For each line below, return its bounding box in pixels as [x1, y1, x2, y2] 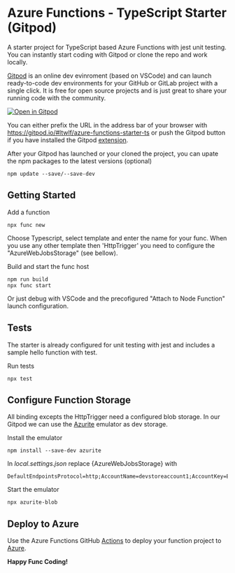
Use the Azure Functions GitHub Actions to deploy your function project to [7, 537, 222, 545]
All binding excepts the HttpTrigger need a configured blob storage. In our [7, 413, 220, 421]
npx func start [7, 282, 52, 289]
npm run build [7, 275, 49, 283]
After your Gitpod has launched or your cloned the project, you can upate [7, 149, 219, 158]
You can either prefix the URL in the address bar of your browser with [7, 120, 208, 129]
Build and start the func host [7, 262, 90, 270]
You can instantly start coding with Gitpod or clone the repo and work [7, 50, 208, 59]
